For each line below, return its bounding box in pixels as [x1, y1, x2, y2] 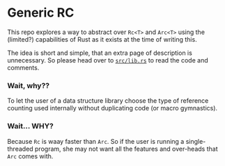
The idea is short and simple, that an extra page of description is [7, 49, 193, 57]
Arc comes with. [7, 151, 54, 160]
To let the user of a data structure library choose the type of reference [7, 97, 209, 105]
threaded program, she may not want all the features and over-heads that [7, 144, 218, 153]
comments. [7, 63, 40, 72]
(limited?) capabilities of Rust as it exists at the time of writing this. [7, 35, 197, 43]
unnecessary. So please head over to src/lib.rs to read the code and [7, 56, 208, 64]
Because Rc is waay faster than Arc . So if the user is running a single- [7, 137, 206, 145]
